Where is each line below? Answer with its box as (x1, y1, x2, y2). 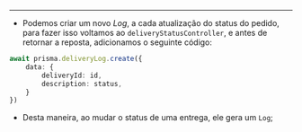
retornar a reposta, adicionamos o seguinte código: (22, 37, 213, 48)
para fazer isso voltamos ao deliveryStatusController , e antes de (22, 28, 268, 38)
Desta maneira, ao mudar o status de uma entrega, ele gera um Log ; (22, 112, 274, 123)
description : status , (41, 79, 123, 88)
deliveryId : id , (41, 71, 102, 80)
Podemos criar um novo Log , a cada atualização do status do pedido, (22, 18, 280, 28)
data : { (25, 62, 54, 72)
